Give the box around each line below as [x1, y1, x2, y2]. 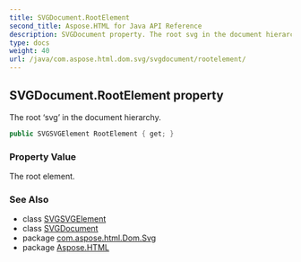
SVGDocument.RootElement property [9, 88, 224, 103]
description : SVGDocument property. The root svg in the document [9, 30, 262, 39]
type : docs [9, 38, 50, 48]
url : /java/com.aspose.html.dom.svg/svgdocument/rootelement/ [9, 55, 246, 64]
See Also [9, 193, 49, 205]
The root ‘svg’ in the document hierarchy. [9, 111, 161, 122]
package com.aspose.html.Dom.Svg [21, 232, 157, 243]
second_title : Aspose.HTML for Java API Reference [9, 22, 202, 31]
